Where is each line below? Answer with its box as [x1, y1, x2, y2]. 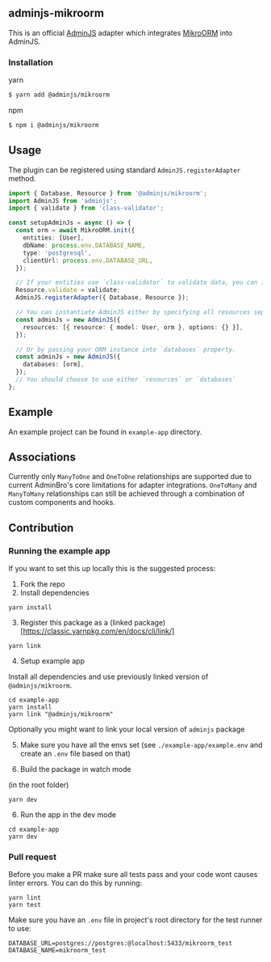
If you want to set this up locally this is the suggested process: [8, 564, 216, 574]
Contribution [8, 521, 74, 535]
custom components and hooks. [8, 498, 115, 507]
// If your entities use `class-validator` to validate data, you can [15, 278, 258, 286]
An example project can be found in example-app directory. [8, 426, 202, 436]
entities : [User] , [23, 234, 85, 242]
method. [8, 173, 36, 183]
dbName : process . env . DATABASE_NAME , [23, 241, 147, 249]
